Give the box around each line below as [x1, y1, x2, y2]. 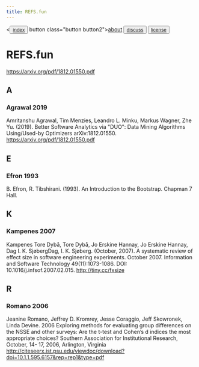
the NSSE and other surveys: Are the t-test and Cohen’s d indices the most [6, 328, 191, 336]
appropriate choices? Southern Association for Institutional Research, [6, 335, 179, 342]
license [150, 26, 167, 33]
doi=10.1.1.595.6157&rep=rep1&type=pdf [6, 354, 105, 361]
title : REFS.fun [6, 8, 47, 15]
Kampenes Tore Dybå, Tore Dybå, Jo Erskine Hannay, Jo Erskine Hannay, [6, 241, 188, 248]
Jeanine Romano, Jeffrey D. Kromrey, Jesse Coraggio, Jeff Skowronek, [6, 315, 183, 322]
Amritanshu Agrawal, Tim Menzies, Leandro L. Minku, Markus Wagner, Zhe [6, 117, 192, 124]
